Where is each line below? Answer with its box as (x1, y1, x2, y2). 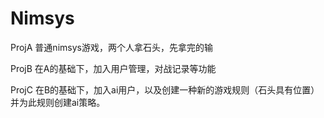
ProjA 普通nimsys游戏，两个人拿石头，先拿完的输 (10, 41, 213, 53)
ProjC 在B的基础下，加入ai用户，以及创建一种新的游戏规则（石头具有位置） (10, 83, 320, 96)
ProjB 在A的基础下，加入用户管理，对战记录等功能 (10, 62, 217, 74)
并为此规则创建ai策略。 (10, 96, 106, 108)
